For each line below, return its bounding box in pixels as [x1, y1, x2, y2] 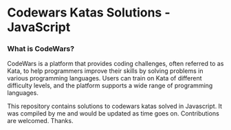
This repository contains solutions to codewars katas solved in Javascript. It [7, 102, 222, 111]
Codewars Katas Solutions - [7, 5, 170, 21]
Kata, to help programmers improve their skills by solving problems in [7, 67, 203, 75]
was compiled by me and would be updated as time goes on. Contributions [7, 109, 220, 118]
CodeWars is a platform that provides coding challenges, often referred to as [7, 60, 224, 68]
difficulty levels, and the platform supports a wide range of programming [7, 81, 213, 90]
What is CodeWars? [7, 44, 74, 54]
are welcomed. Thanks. [7, 117, 74, 125]
